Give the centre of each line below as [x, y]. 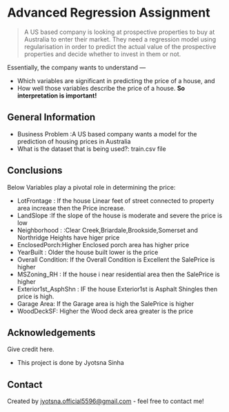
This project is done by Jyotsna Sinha [70, 363]
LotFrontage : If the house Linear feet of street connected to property [116, 200]
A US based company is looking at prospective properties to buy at [119, 32]
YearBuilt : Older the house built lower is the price [88, 252]
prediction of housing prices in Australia [74, 141]
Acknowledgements [51, 333]
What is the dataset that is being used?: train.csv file [92, 149]
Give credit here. [31, 349]
